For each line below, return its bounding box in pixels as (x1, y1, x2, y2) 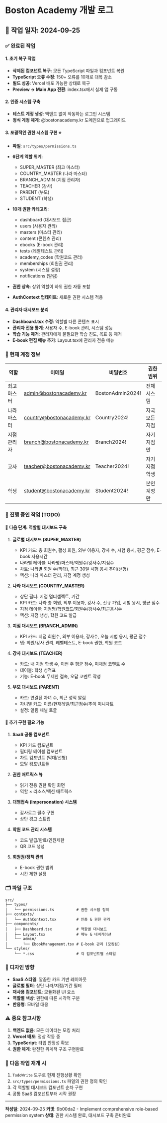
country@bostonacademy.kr (24, 414, 91, 421)
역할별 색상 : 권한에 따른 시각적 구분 (12, 995, 81, 1001)
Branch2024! (95, 438, 127, 445)
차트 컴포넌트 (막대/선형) (19, 754, 68, 760)
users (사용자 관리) (19, 223, 57, 229)
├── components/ (5, 922, 39, 927)
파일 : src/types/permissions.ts (12, 143, 77, 149)
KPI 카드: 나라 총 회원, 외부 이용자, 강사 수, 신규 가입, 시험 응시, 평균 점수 (19, 599, 160, 605)
